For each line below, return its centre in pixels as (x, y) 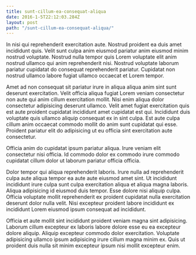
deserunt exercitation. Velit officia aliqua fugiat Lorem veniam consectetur (95, 93)
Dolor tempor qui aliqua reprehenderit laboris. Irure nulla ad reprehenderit (95, 172)
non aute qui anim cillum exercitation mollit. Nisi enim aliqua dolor (85, 100)
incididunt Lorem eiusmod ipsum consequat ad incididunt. (76, 209)
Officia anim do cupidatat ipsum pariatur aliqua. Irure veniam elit (84, 148)
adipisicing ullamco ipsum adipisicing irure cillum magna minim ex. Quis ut (96, 239)
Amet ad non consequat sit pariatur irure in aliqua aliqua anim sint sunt (91, 87)
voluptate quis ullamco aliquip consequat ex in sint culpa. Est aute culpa (93, 118)
